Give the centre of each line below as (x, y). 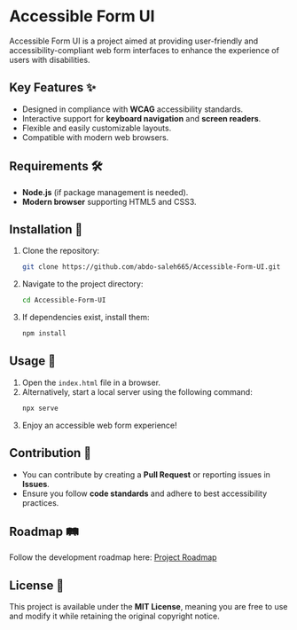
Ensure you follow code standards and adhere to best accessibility (145, 493)
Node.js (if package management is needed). (105, 192)
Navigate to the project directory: (82, 284)
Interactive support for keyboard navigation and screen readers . (141, 118)
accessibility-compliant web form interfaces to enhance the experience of (144, 50)
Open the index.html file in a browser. (91, 382)
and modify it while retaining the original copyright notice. (114, 616)
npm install (44, 334)
